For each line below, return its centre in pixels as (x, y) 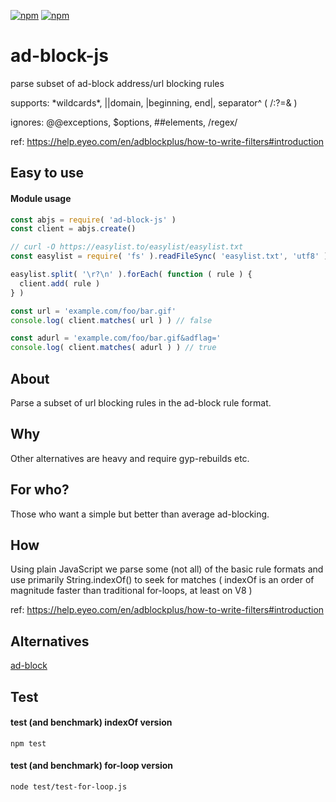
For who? (40, 490)
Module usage (41, 198)
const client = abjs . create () (73, 229)
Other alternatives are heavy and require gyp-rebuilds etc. (130, 458)
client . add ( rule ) (60, 283)
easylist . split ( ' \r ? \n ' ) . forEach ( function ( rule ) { (131, 275)
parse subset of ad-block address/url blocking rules (117, 83)
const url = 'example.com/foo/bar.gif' (93, 311)
